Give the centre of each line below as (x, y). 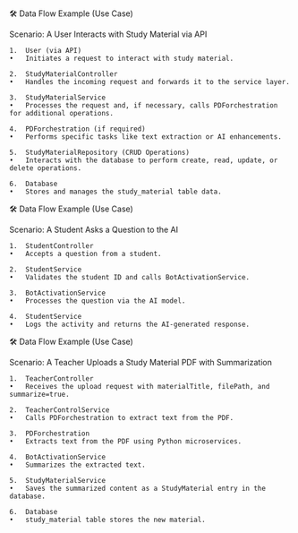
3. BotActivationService (57, 293)
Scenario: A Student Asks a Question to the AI (94, 229)
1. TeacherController (51, 379)
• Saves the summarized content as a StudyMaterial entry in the (138, 488)
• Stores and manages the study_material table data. (115, 192)
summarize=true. (39, 394)
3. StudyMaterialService (57, 98)
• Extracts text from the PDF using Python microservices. (126, 442)
